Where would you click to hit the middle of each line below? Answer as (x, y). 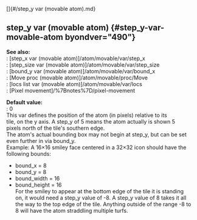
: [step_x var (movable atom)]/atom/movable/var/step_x (76, 58)
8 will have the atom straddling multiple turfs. (72, 210)
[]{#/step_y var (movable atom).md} (51, 9)
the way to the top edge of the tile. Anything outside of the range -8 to (103, 204)
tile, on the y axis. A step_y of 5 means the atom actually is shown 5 (91, 121)
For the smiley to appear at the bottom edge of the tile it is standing (99, 191)
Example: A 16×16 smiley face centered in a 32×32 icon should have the (96, 147)
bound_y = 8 (31, 172)
